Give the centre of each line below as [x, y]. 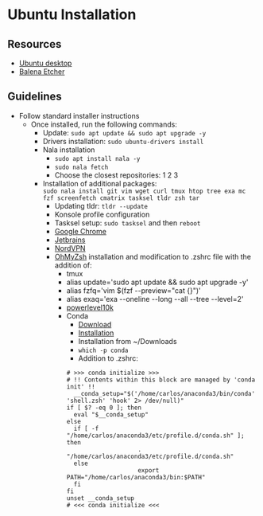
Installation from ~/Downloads [128, 341]
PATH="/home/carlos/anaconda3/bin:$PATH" [136, 477]
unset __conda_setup [101, 498]
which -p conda [103, 350]
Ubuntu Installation [72, 15]
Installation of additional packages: [100, 183]
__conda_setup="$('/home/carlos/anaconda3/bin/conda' [164, 393]
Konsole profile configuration [102, 214]
